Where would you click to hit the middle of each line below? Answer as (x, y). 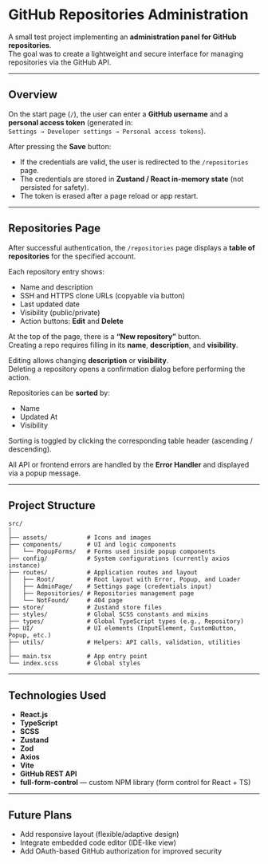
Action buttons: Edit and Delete (71, 321)
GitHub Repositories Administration (128, 15)
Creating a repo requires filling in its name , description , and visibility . (123, 345)
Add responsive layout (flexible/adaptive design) (99, 834)
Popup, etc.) (30, 636)
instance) (25, 566)
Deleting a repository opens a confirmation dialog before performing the (127, 369)
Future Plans (40, 815)
